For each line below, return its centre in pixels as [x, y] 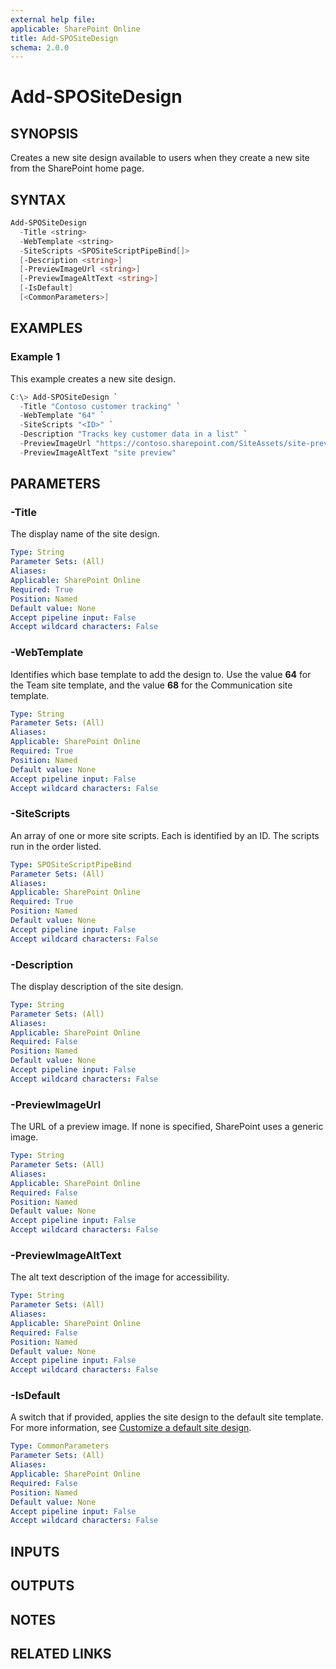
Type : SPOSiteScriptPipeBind [71, 864]
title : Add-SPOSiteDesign [64, 38]
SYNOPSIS [44, 133]
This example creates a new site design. [93, 378]
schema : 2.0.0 [40, 47]
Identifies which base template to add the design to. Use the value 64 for [161, 674]
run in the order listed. [56, 846]
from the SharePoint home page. [77, 168]
